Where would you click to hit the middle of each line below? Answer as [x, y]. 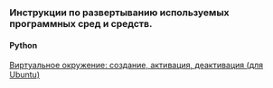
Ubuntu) [25, 75]
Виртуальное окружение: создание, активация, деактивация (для [136, 66]
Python [24, 45]
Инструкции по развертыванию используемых [119, 13]
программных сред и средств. [81, 23]
